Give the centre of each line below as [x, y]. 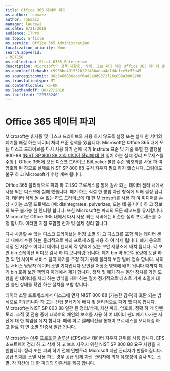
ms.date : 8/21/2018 [26, 29]
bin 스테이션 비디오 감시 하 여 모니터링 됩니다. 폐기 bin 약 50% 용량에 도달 [83, 253]
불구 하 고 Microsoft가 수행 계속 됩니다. [44, 174]
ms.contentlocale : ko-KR [31, 85]
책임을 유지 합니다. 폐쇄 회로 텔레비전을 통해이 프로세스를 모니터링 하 [93, 321]
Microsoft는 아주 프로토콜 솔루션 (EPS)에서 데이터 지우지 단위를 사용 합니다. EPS [85, 338]
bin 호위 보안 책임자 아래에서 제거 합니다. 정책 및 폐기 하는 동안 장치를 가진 [83, 272]
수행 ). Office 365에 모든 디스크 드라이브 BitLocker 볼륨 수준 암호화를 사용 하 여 [84, 162]
